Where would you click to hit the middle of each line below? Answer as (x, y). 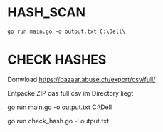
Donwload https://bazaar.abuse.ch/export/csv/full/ (81, 79)
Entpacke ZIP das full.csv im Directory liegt (70, 93)
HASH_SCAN (47, 12)
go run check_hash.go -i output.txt (58, 121)
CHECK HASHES (57, 60)
